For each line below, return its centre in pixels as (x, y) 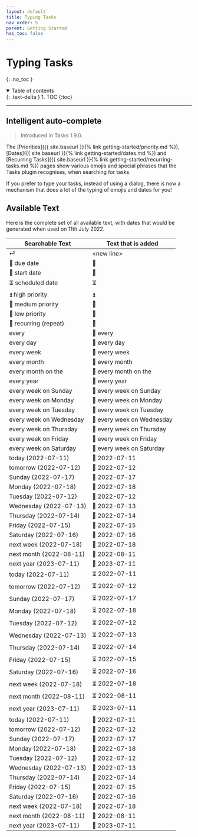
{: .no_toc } (19, 79)
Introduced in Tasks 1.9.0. (52, 135)
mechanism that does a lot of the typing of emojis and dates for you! (89, 189)
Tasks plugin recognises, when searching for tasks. (68, 172)
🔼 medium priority (34, 304)
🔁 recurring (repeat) (37, 323)
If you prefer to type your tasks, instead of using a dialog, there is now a (93, 183)
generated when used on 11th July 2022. (55, 229)
